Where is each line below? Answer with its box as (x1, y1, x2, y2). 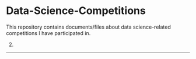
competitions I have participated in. (6, 29, 91, 36)
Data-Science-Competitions (6, 4, 146, 18)
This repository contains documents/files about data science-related (6, 23, 171, 30)
